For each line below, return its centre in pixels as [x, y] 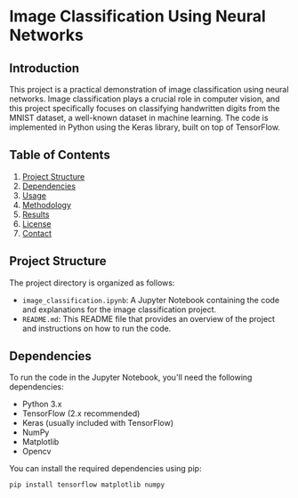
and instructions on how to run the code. [97, 328]
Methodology [47, 205]
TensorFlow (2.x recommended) [81, 414]
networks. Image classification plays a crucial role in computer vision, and [145, 99]
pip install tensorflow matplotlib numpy [87, 485]
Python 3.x [42, 404]
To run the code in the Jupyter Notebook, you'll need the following [131, 378]
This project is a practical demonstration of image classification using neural [149, 89]
